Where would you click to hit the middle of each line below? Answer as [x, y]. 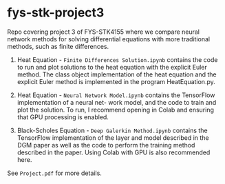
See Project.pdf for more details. [54, 173]
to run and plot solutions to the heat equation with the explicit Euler [112, 67]
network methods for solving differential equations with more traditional [109, 39]
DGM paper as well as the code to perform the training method [106, 145]
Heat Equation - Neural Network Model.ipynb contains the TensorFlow [116, 95]
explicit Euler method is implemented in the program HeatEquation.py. [116, 81]
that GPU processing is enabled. [63, 117]
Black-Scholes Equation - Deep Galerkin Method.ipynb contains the [112, 130]
